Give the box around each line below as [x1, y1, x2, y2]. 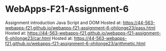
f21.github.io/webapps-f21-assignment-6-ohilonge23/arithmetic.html [5, 40, 146, 46]
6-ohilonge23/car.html [5, 35, 51, 41]
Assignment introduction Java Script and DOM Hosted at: [5, 20, 122, 25]
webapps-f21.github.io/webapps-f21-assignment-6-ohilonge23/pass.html [5, 25, 156, 30]
